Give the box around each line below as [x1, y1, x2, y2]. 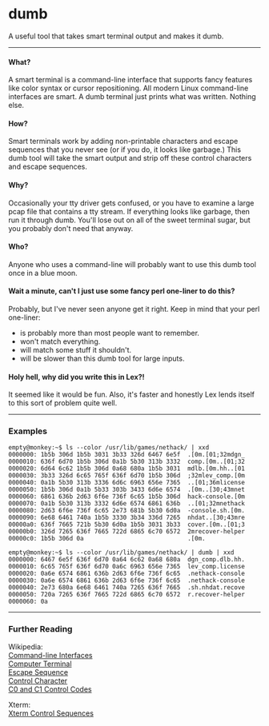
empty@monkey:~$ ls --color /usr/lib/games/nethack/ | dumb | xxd [8, 548, 235, 556]
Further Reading [8, 624, 73, 635]
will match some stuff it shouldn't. [19, 345, 132, 354]
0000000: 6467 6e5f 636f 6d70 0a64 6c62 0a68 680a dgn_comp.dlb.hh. [8, 556, 246, 564]
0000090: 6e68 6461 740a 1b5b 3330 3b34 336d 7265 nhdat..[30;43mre [8, 513, 246, 522]
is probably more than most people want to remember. [19, 328, 200, 337]
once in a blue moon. [8, 268, 78, 277]
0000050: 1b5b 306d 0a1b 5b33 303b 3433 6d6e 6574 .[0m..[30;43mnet [8, 485, 246, 494]
